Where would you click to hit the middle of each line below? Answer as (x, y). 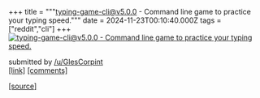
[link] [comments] (38, 70)
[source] (23, 86)
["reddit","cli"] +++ (40, 29)
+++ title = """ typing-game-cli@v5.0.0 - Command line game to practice (130, 12)
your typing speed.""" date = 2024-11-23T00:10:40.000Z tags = (115, 20)
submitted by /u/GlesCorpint (56, 62)
